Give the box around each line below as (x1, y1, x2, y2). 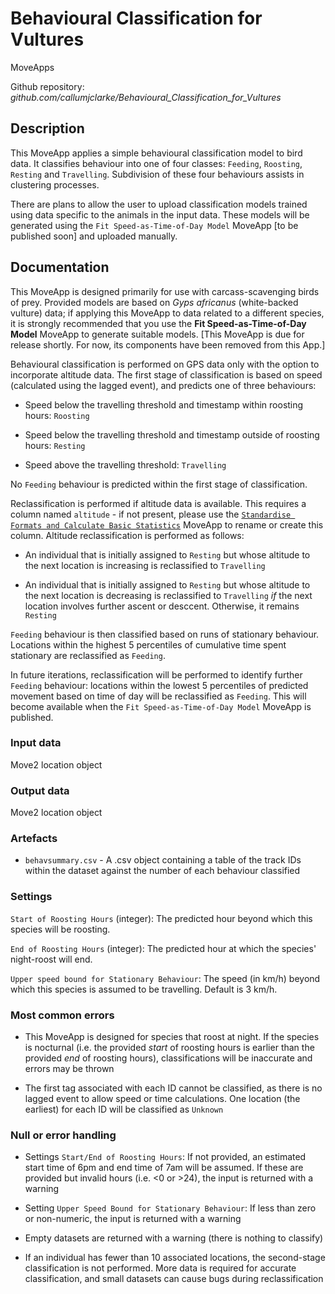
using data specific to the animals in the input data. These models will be (10, 208, 310, 221)
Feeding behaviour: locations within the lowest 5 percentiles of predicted (10, 679, 309, 691)
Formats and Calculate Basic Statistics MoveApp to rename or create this (10, 518, 324, 531)
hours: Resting (24, 439, 86, 451)
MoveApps (10, 61, 55, 73)
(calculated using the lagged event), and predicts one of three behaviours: (10, 379, 317, 391)
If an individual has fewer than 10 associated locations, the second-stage (24, 1252, 326, 1264)
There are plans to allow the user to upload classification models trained (10, 198, 308, 210)
